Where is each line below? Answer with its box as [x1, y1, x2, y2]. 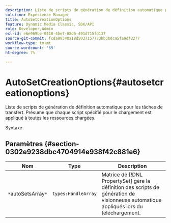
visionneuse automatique [101, 197, 162, 204]
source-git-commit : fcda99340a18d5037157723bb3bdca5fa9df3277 [5, 36, 140, 41]
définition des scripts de [101, 184, 159, 191]
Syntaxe [5, 125, 23, 131]
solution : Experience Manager [5, 12, 70, 17]
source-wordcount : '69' [5, 45, 56, 50]
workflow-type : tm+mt [5, 41, 51, 46]
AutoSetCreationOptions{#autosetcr [5, 76, 164, 88]
